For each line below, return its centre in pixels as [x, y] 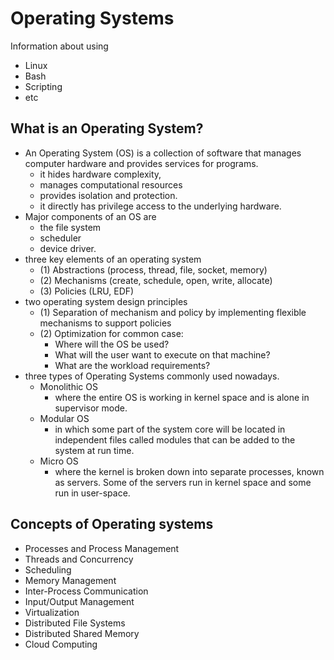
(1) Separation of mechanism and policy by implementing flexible [173, 312]
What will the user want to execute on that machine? [162, 354]
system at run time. [94, 450]
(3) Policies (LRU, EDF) [87, 291]
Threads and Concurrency [79, 559]
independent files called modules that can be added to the [175, 439]
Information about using [59, 46]
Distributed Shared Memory [82, 633]
